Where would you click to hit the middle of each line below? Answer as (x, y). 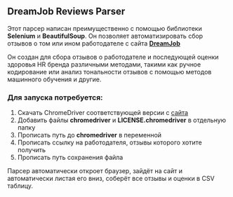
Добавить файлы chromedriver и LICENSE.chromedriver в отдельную (122, 120)
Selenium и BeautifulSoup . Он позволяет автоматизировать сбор (105, 36)
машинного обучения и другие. (54, 79)
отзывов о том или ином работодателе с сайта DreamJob (94, 43)
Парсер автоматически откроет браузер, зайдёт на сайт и (95, 171)
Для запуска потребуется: (55, 97)
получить (32, 150)
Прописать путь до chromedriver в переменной (89, 135)
